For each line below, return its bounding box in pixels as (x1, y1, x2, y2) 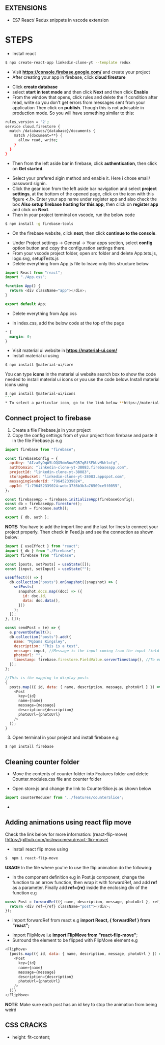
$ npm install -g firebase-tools (5, 221, 74, 226)
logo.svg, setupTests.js (12, 255, 59, 261)
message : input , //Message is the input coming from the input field (14, 648, 160, 653)
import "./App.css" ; (5, 275, 48, 280)
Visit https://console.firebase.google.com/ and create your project (12, 69, 150, 75)
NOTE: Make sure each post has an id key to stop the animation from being (5, 1001, 157, 1007)
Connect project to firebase (5, 414, 91, 422)
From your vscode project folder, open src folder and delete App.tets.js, (12, 250, 157, 256)
